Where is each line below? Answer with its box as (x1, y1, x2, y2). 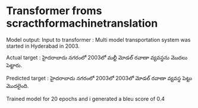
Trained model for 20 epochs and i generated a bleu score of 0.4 (6, 95, 165, 102)
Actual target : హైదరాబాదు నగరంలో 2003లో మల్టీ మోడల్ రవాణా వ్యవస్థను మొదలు (6, 54, 188, 61)
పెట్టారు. (6, 61, 23, 68)
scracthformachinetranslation (6, 17, 158, 30)
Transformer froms (6, 4, 102, 18)
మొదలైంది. (6, 82, 29, 89)
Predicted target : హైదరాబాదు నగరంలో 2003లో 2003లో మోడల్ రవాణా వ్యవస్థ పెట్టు (6, 74, 192, 81)
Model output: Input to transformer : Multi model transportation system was (6, 36, 191, 43)
